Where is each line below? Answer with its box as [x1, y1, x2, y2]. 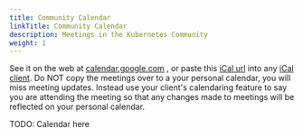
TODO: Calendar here [9, 119, 90, 130]
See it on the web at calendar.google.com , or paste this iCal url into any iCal [9, 63, 294, 74]
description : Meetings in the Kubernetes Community [9, 30, 208, 39]
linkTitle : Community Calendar [9, 22, 128, 31]
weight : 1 [9, 38, 47, 48]
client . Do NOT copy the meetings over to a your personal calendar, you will [9, 73, 291, 84]
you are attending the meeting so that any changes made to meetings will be [9, 92, 295, 103]
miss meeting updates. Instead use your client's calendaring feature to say [9, 82, 288, 93]
